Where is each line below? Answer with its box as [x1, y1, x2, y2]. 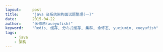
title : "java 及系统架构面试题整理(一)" [5, 12, 94, 17]
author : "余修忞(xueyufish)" [5, 21, 73, 26]
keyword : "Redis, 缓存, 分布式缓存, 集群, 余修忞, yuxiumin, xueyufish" [5, 26, 158, 31]
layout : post [5, 7, 42, 12]
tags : [5, 30, 17, 35]
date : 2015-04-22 [5, 16, 55, 21]
